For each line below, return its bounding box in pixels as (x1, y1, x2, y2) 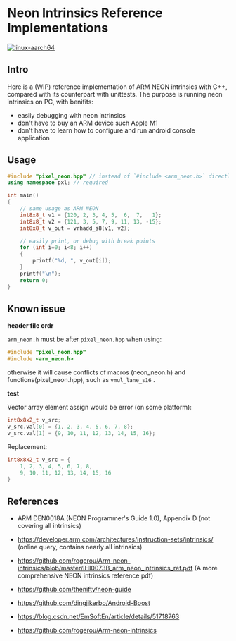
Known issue (7, 303, 65, 315)
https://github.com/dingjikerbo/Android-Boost (17, 599, 151, 607)
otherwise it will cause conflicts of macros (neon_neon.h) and (7, 368, 186, 377)
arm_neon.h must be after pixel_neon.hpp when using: (7, 335, 162, 343)
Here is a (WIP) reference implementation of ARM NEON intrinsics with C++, (7, 83, 228, 91)
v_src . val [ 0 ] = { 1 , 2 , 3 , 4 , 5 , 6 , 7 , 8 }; (7, 423, 133, 430)
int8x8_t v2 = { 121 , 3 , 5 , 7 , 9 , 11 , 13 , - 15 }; (20, 218, 162, 225)
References (7, 495, 59, 507)
